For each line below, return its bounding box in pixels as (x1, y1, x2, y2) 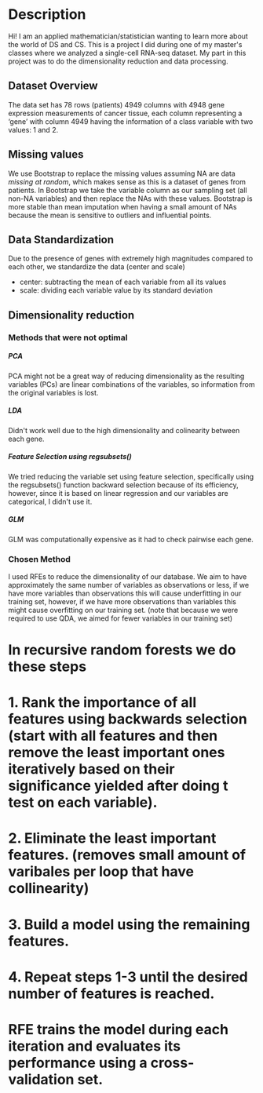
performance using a (8, 1054, 148, 1072)
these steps (8, 658, 87, 676)
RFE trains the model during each (8, 1020, 229, 1038)
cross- (150, 1054, 195, 1072)
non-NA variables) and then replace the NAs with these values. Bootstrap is (8, 194, 253, 203)
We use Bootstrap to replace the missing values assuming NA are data (8, 169, 236, 178)
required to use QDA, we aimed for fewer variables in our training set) (8, 614, 233, 623)
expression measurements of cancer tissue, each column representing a (8, 108, 243, 118)
